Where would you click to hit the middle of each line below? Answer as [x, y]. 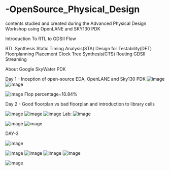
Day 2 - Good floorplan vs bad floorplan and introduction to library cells [80, 104]
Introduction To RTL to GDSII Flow [41, 39]
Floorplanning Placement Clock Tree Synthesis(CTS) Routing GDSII [75, 54]
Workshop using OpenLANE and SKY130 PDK [53, 28]
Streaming [16, 59]
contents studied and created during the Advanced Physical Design [76, 23]
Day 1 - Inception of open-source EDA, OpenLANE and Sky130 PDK [76, 79]
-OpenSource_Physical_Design [73, 9]
